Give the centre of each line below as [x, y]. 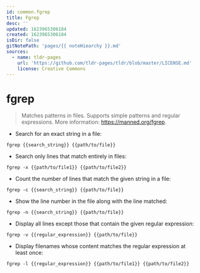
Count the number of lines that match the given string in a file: [93, 179]
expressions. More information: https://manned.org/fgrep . [94, 122]
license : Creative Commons [52, 69]
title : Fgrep [23, 18]
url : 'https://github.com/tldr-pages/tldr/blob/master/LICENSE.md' [105, 63]
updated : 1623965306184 [37, 29]
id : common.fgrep [28, 12]
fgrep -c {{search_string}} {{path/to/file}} [65, 190]
